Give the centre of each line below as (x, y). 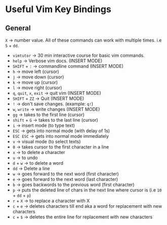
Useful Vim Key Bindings (58, 9)
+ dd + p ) (22, 195)
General (18, 28)
